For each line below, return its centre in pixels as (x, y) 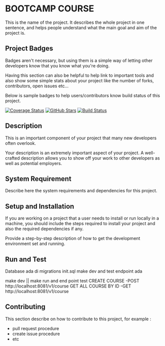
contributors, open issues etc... (37, 86)
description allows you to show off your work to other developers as (90, 158)
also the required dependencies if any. (44, 229)
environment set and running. (35, 244)
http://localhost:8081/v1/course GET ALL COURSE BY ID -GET (68, 286)
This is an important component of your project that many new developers (81, 138)
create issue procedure (36, 334)
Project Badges (29, 48)
